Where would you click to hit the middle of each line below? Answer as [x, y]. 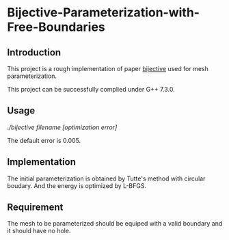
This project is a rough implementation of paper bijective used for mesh [108, 69]
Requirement [35, 208]
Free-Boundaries [56, 27]
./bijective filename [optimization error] [62, 127]
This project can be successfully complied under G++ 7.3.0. [91, 89]
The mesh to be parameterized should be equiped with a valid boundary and [115, 224]
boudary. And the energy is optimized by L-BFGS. [77, 185]
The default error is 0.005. [44, 140]
